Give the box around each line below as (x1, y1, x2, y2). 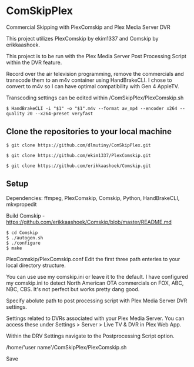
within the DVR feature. (6, 59, 62, 66)
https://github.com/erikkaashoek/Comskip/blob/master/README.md (6, 218, 172, 225)
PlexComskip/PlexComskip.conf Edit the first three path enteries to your (6, 255, 180, 262)
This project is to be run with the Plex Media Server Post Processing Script (6, 52, 187, 59)
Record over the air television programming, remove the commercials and (6, 70, 184, 77)
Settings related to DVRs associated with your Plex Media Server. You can (6, 315, 185, 322)
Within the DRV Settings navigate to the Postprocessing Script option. (6, 332, 175, 339)
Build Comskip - (6, 212, 45, 219)
